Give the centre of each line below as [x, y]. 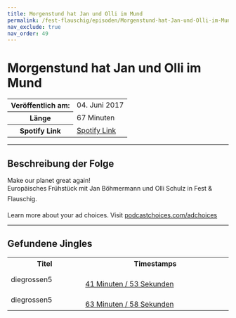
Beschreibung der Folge [61, 164]
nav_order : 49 [28, 33]
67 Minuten [96, 118]
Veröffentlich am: [40, 106]
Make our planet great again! [49, 180]
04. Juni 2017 [100, 105]
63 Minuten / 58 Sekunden [130, 304]
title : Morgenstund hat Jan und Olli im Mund [75, 14]
